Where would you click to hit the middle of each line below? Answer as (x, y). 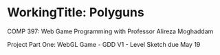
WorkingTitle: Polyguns (76, 13)
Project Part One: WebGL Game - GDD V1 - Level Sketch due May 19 (104, 44)
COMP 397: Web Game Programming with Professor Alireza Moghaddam (110, 31)
